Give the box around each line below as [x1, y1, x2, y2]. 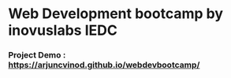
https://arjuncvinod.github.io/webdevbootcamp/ [8, 60, 200, 71]
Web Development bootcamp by [8, 5, 223, 23]
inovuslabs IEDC [8, 21, 118, 39]
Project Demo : [8, 50, 66, 61]
